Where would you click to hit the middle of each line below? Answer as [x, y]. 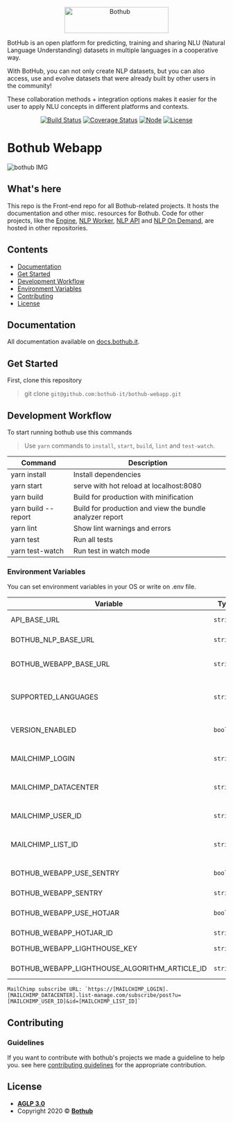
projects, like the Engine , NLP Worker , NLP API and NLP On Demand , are [111, 220]
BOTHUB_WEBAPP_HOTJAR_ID [62, 933]
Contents [28, 250]
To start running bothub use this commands [70, 432]
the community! [29, 86]
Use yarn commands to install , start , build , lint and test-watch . [119, 445]
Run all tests [93, 539]
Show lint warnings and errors [122, 528]
